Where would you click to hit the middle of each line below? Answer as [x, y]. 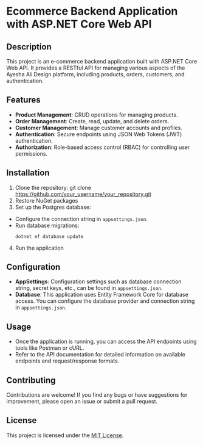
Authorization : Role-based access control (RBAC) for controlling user [102, 147]
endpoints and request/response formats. [67, 361]
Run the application [39, 248]
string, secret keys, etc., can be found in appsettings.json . [89, 288]
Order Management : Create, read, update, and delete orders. [92, 121]
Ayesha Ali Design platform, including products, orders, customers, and [95, 74]
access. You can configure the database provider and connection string [105, 301]
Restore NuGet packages [46, 200]
